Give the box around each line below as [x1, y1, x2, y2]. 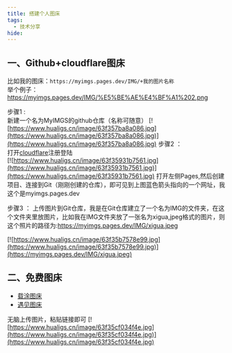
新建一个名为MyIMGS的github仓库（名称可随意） [7, 116, 148, 125]
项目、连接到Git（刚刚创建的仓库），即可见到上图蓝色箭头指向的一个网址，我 [7, 181, 226, 189]
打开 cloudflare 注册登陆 [7, 149, 73, 157]
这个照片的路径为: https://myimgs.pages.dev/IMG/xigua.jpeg [7, 222, 179, 230]
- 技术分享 [13, 23, 41, 30]
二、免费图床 [7, 272, 63, 284]
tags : [7, 17, 23, 24]
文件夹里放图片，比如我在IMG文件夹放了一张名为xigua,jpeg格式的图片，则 [13, 213, 226, 221]
